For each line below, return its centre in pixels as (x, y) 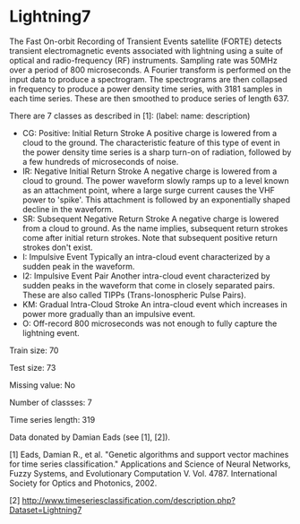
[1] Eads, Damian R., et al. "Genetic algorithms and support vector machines (149, 454)
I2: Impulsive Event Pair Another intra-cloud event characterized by (146, 276)
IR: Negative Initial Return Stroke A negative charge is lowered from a (150, 171)
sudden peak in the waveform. (78, 266)
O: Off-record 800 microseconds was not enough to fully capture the (150, 323)
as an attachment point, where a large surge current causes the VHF (149, 190)
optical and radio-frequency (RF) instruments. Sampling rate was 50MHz (143, 60)
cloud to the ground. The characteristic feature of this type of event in (151, 142)
